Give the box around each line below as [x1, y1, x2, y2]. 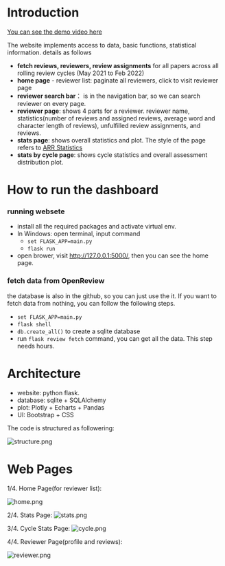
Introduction [7, 5, 80, 21]
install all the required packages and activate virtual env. [16, 222, 176, 231]
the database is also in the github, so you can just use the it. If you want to [7, 291, 217, 300]
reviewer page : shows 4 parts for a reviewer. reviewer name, [16, 107, 190, 115]
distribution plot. [16, 158, 64, 166]
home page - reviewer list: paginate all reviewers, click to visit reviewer [16, 76, 218, 84]
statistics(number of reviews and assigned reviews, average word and [16, 114, 215, 122]
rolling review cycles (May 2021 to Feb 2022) [16, 69, 145, 77]
